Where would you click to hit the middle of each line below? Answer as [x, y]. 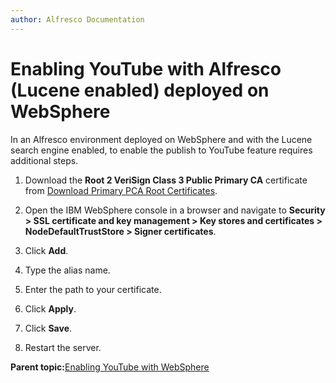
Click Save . [48, 328]
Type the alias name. [67, 270]
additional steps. [44, 160]
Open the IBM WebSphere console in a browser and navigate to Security [175, 210]
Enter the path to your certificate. [93, 289]
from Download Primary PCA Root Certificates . [121, 190]
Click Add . [46, 250]
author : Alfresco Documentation [77, 19]
